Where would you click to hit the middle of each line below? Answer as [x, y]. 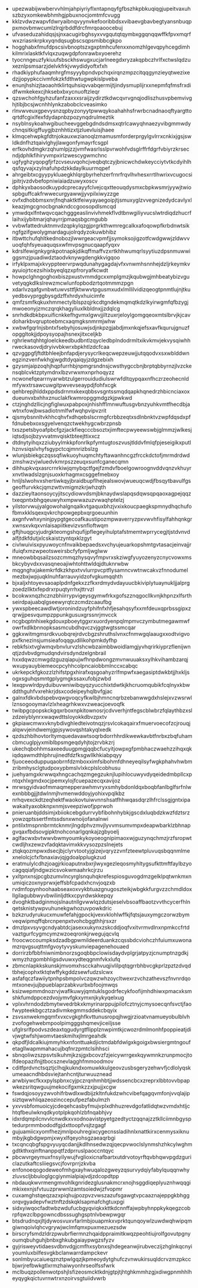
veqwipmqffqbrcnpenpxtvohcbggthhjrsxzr [64, 921]
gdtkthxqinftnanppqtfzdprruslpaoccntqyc [63, 1150]
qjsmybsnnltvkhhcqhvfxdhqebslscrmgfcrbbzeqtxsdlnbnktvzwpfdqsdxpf [101, 417]
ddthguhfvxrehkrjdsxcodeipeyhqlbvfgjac [62, 691]
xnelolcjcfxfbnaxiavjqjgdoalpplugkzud [59, 857]
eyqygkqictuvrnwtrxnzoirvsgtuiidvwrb [59, 1278]
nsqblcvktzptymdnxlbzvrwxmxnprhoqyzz [63, 372]
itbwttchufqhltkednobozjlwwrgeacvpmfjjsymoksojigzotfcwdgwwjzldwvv [101, 238]
